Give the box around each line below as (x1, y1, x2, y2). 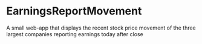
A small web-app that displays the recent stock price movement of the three (6, 24, 197, 31)
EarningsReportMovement (6, 4, 142, 18)
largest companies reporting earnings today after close (6, 30, 143, 37)
